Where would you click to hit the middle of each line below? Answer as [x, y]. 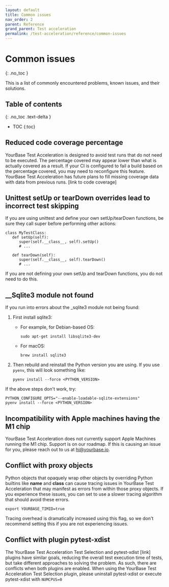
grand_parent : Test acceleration [41, 29]
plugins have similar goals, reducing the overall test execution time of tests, [84, 557]
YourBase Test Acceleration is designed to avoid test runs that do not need [84, 155]
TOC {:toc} [24, 126]
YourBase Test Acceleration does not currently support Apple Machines [81, 439]
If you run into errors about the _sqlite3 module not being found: [73, 308]
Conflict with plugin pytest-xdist [58, 540]
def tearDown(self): [34, 256]
